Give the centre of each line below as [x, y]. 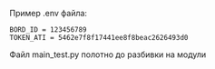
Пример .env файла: [49, 13]
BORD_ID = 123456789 [49, 30]
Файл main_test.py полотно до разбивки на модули [108, 54]
